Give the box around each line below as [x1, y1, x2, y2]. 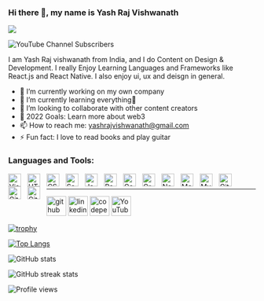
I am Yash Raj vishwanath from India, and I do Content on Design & [8, 55, 224, 64]
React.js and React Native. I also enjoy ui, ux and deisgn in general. [8, 72, 225, 81]
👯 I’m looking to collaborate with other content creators [19, 104, 198, 113]
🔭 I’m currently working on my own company [19, 86, 165, 97]
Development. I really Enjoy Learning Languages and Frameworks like [8, 63, 233, 73]
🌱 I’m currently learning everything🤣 [19, 95, 137, 105]
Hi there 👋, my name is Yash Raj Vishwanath [8, 7, 179, 18]
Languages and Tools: [8, 155, 94, 166]
